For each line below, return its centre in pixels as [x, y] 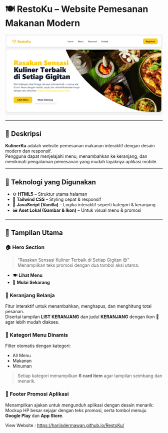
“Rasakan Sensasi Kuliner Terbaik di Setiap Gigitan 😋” [73, 260]
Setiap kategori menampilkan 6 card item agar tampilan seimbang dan [90, 376]
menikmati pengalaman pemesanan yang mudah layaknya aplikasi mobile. [81, 162]
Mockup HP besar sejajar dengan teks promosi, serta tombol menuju [76, 410]
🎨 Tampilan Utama [34, 232]
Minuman [22, 366]
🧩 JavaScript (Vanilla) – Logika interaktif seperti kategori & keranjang [84, 205]
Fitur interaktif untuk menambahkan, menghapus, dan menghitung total [78, 306]
